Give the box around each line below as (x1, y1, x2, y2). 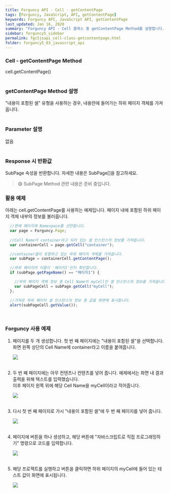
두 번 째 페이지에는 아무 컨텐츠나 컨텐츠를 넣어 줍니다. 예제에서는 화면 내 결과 (12, 369, 164, 375)
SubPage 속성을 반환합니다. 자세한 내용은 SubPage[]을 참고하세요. (5, 170, 138, 176)
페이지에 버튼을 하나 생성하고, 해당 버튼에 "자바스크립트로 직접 (12, 434, 135, 440)
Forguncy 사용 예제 (5, 325, 51, 332)
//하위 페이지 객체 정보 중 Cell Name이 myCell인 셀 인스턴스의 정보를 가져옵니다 (14, 279, 166, 284)
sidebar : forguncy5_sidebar (5, 31, 65, 36)
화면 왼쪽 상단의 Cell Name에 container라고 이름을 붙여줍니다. (12, 344, 137, 350)
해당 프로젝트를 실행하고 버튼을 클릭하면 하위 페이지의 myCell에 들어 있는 (12, 466, 157, 472)
